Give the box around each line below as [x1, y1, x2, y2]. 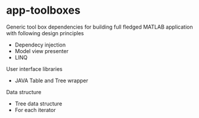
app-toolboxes [6, 4, 80, 17]
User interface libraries [6, 65, 63, 72]
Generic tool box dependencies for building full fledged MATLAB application [6, 23, 193, 30]
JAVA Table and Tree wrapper [14, 77, 88, 84]
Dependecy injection [14, 41, 66, 48]
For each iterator [14, 106, 56, 113]
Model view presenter [14, 47, 69, 54]
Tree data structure [14, 100, 63, 107]
